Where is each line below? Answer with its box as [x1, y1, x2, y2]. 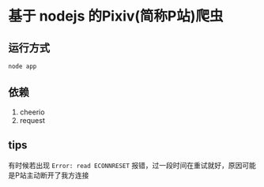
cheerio [19, 107, 45, 117]
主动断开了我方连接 [26, 170, 89, 180]
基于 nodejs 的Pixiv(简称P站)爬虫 [8, 7, 224, 25]
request [19, 115, 45, 125]
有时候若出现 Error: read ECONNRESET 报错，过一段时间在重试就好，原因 [8, 160, 243, 170]
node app [8, 62, 37, 70]
